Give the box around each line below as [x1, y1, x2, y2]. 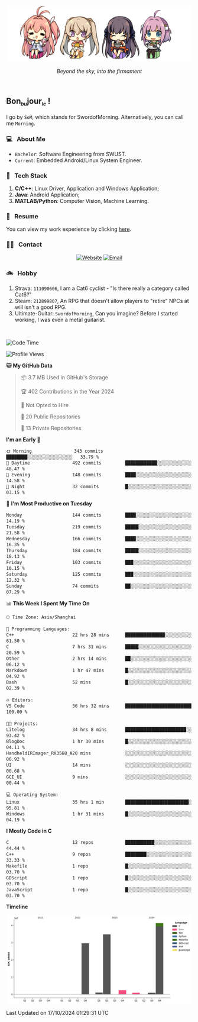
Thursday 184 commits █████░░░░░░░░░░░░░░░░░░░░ [6, 548, 192, 554]
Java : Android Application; [14, 191, 80, 198]
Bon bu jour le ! [6, 96, 51, 108]
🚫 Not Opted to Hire [20, 402, 69, 409]
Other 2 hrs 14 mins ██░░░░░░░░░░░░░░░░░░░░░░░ [6, 656, 192, 662]
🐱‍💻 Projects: [6, 721, 38, 727]
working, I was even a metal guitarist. [14, 316, 106, 324]
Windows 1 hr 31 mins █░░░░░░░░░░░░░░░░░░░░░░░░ [6, 811, 192, 817]
